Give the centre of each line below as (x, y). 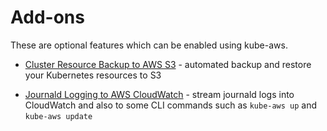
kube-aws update (58, 116)
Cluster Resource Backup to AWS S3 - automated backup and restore (168, 64)
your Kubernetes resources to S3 (93, 75)
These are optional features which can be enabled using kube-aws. (149, 45)
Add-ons (47, 17)
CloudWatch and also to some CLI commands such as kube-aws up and (171, 105)
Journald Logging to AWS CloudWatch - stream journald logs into (159, 94)
